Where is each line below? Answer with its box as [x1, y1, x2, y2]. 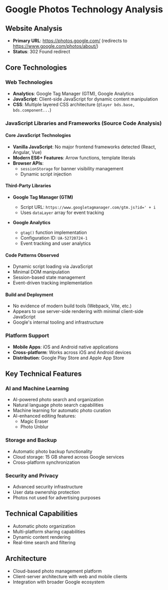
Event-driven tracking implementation [12, 280, 93, 286]
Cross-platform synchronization [12, 459, 80, 465]
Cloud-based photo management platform [12, 568, 102, 574]
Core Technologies [5, 63, 68, 72]
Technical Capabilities [5, 509, 78, 518]
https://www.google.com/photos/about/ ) [12, 43, 99, 49]
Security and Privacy [5, 472, 59, 479]
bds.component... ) [12, 107, 52, 113]
